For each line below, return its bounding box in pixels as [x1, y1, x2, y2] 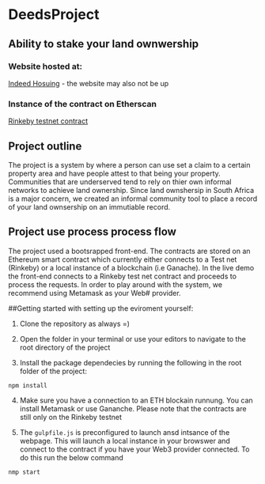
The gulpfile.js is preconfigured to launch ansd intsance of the [19, 427, 230, 437]
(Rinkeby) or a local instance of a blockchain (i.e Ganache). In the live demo [8, 263, 255, 272]
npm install [8, 381, 47, 389]
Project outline [8, 139, 82, 153]
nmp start [8, 468, 41, 476]
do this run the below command [19, 452, 124, 462]
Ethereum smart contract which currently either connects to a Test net [8, 255, 237, 264]
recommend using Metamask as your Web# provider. [8, 288, 181, 297]
